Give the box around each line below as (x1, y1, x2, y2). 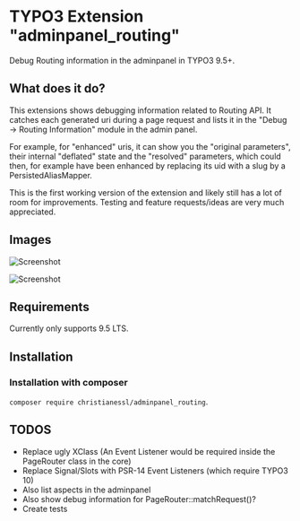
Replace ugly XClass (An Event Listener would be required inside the (21, 446, 276, 456)
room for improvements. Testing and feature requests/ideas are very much (9, 196, 285, 207)
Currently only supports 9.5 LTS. (9, 323, 129, 334)
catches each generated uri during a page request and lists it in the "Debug (9, 114, 287, 125)
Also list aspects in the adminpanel (21, 484, 151, 495)
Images (9, 232, 52, 247)
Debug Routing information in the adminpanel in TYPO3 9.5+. (9, 55, 236, 65)
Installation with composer (9, 376, 128, 388)
